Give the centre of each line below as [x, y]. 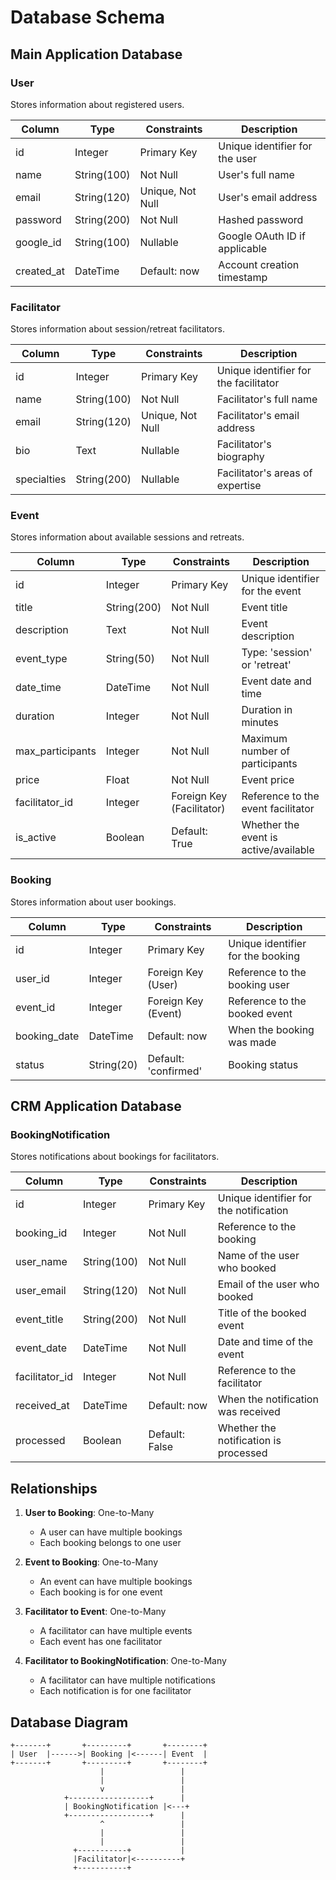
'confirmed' [175, 1071]
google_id [38, 242]
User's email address [268, 197]
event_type [41, 659]
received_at [42, 1406]
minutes [260, 723]
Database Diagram [69, 1722]
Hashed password [261, 219]
